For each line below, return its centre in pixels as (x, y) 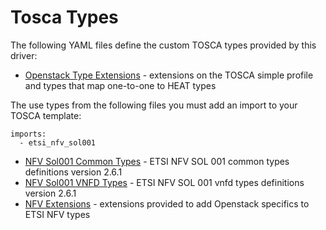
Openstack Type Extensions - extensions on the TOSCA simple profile (169, 75)
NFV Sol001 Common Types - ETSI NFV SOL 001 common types (157, 161)
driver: (24, 55)
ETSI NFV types (57, 214)
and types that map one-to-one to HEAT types (120, 85)
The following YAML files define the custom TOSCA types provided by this (163, 45)
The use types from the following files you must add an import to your (154, 105)
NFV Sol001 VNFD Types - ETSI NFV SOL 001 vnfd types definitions (164, 182)
